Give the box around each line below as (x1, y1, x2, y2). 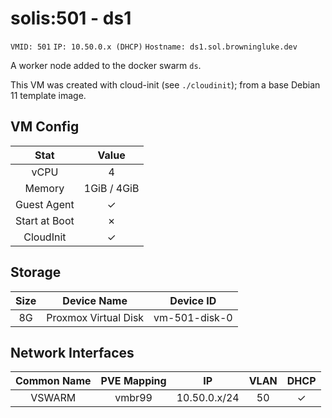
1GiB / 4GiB (83, 181, 140, 195)
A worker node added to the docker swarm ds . (10, 59, 202, 71)
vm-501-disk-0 (153, 310, 233, 324)
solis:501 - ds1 (10, 7, 132, 30)
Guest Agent (15, 197, 75, 211)
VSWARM (30, 391, 77, 405)
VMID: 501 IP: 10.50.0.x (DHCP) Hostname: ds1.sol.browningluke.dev (10, 42, 298, 52)
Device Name (62, 293, 128, 307)
